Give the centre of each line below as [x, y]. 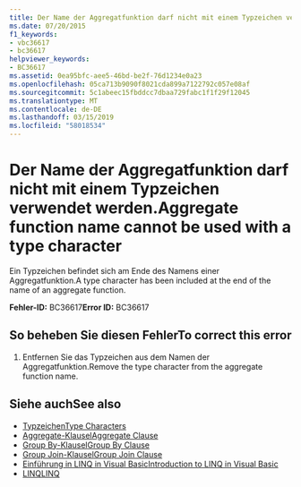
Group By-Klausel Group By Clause [86, 445]
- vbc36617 [30, 43]
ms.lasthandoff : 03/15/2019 [62, 117]
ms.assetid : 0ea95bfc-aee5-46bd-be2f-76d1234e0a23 [106, 76]
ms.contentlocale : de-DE [56, 109]
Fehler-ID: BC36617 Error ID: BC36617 [79, 307]
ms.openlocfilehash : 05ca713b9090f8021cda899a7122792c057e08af [130, 84]
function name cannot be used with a [150, 227]
